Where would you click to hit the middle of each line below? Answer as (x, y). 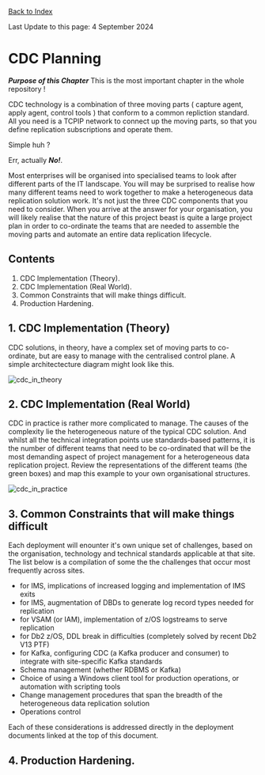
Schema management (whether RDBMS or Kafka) (100, 670)
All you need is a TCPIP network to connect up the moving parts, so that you (132, 121)
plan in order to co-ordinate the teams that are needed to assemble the (124, 225)
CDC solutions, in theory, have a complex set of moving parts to (112, 347)
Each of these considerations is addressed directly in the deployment (121, 728)
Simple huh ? (29, 145)
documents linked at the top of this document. (83, 735)
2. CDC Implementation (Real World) (100, 404)
